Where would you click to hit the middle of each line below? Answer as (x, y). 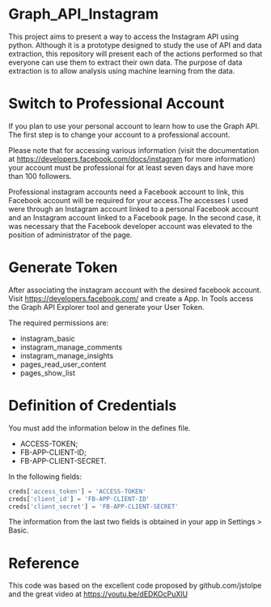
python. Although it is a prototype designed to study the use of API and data (135, 45)
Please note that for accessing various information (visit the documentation (133, 150)
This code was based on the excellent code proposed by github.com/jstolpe (135, 586)
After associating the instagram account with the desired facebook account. (135, 290)
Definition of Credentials (93, 405)
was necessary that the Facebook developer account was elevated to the (131, 226)
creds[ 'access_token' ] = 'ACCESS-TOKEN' (78, 491)
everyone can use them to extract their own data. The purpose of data (125, 62)
